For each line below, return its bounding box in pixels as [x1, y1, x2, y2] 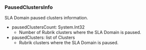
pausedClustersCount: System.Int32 [11, 24, 85, 30]
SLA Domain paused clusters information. [4, 15, 88, 21]
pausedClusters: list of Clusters [11, 34, 75, 40]
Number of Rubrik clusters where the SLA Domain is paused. [19, 30, 142, 35]
